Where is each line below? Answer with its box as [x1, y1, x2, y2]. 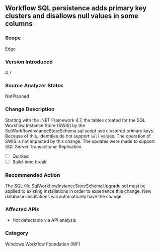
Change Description [5, 106, 55, 113]
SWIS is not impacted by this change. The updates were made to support [5, 138, 155, 144]
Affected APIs [5, 206, 40, 213]
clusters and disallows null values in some [5, 12, 139, 20]
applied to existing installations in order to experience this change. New [5, 188, 152, 194]
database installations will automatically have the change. [5, 194, 123, 199]
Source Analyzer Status [5, 82, 64, 89]
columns [5, 19, 33, 28]
